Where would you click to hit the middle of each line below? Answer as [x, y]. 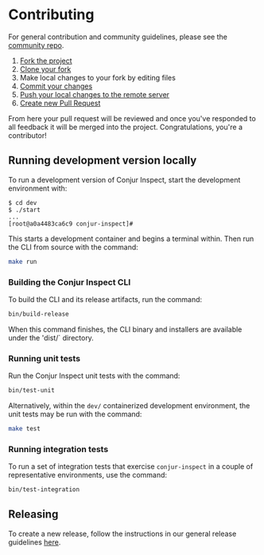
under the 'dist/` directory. [51, 337]
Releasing [33, 515]
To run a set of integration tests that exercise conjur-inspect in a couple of [131, 466]
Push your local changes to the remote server [94, 94]
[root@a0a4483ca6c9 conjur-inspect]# [71, 224]
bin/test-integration [44, 490]
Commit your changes [56, 86]
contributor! [28, 135]
